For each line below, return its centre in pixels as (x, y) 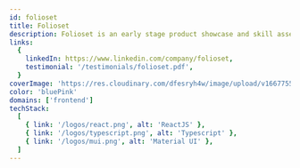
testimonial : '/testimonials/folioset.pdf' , (109, 68)
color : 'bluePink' (43, 92)
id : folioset (33, 17)
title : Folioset (39, 26)
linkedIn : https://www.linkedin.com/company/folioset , (129, 59)
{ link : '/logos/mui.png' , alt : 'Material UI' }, (120, 141)
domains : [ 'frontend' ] (51, 100)
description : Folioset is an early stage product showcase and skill (142, 34)
